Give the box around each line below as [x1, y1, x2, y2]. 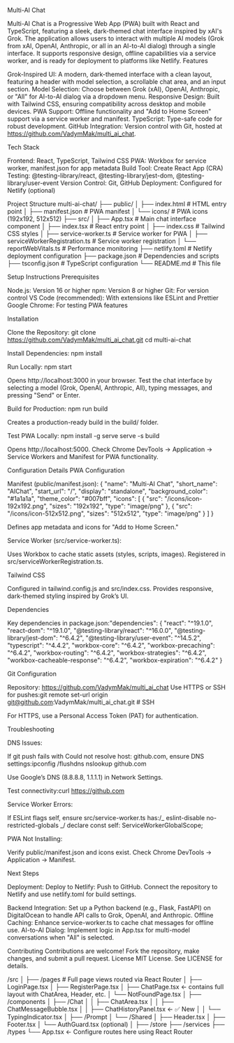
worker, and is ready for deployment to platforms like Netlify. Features [7, 57, 208, 65]
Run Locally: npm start [7, 363, 72, 371]
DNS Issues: [7, 738, 43, 747]
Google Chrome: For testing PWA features [7, 301, 128, 309]
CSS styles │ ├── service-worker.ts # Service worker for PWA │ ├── [7, 230, 208, 238]
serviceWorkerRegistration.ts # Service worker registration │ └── [7, 237, 197, 245]
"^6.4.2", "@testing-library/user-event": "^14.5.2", [59, 634, 201, 642]
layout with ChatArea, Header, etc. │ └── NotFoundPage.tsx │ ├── [7, 990, 202, 998]
